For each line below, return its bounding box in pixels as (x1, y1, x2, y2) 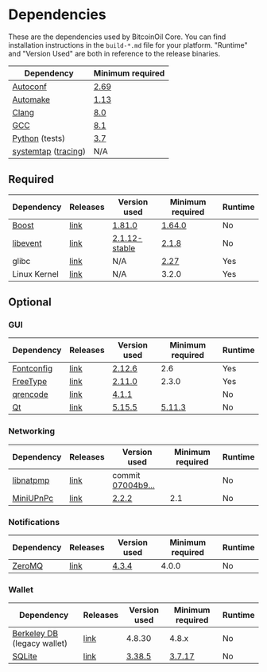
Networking (8, 425, 56, 437)
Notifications (8, 516, 60, 527)
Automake (12, 94, 50, 105)
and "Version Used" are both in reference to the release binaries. (8, 49, 221, 58)
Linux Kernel (12, 268, 60, 279)
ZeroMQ (12, 561, 44, 572)
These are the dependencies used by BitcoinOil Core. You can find (8, 32, 226, 41)
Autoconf (12, 81, 48, 92)
